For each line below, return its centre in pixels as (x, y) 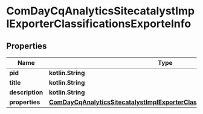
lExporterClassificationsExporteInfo (99, 24)
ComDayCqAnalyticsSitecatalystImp (101, 11)
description (26, 92)
